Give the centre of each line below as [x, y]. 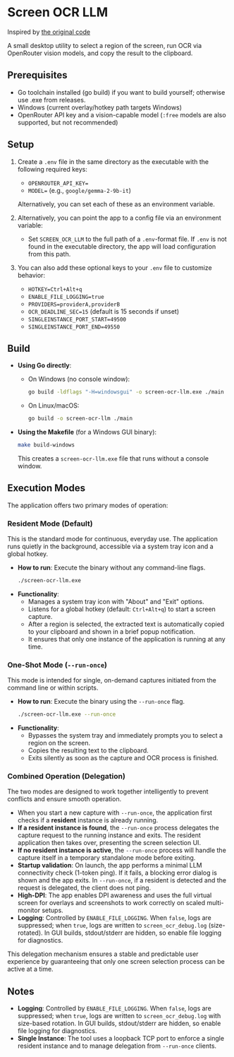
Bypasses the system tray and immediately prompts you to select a [125, 736]
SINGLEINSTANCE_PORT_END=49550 [74, 327]
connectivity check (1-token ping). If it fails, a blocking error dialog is [117, 873]
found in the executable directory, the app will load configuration [122, 246]
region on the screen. [59, 743]
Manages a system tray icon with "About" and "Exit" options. [116, 601]
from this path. [49, 254]
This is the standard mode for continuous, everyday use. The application [113, 539]
